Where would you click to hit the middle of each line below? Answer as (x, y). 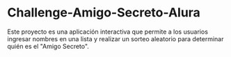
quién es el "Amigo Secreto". (48, 46)
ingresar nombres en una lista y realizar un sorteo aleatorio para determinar (115, 38)
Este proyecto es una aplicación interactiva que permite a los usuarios (108, 32)
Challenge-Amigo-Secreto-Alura (104, 13)
